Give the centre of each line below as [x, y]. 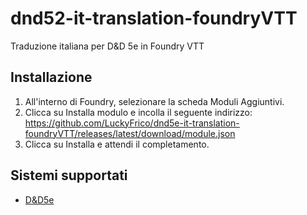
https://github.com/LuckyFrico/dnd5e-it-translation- [132, 123]
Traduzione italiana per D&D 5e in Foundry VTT [107, 46]
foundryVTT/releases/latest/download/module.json [130, 133]
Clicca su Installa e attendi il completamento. [117, 144]
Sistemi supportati [69, 175]
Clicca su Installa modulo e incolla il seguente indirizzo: [138, 112]
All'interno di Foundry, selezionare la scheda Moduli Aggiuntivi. [154, 101]
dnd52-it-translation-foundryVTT [154, 18]
